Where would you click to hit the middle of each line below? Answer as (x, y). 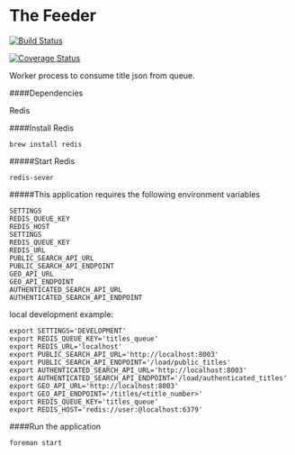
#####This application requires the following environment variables (135, 194)
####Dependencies (46, 93)
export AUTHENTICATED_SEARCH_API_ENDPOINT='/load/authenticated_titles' (148, 378)
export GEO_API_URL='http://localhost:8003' (94, 386)
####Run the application (55, 426)
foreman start (36, 442)
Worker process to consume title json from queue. (102, 75)
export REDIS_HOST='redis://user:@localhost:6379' (106, 409)
